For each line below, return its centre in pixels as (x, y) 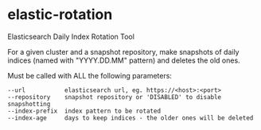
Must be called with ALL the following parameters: (90, 75)
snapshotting (29, 104)
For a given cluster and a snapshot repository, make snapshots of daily (123, 52)
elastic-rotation (60, 15)
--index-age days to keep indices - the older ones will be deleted (130, 118)
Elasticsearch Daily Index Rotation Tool (71, 36)
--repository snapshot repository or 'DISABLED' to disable (115, 97)
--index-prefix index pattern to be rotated (84, 111)
